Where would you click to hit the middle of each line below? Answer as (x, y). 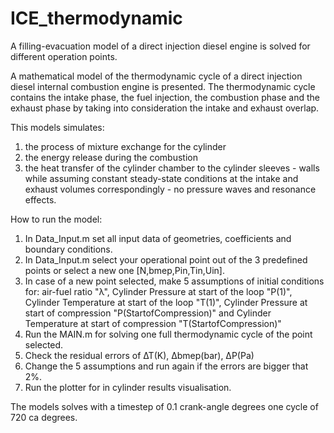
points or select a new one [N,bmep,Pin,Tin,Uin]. (124, 270)
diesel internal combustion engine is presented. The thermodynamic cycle (163, 86)
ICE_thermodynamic (96, 18)
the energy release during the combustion (111, 157)
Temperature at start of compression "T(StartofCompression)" (153, 323)
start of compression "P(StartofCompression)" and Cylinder (148, 313)
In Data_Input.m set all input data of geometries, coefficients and (158, 238)
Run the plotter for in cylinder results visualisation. (128, 387)
